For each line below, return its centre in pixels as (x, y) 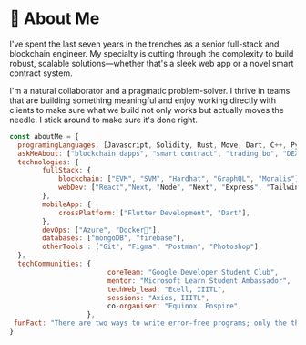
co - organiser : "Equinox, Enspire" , (175, 306)
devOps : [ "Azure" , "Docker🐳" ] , (102, 230)
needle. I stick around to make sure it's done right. (104, 120)
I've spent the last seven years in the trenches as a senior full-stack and (144, 44)
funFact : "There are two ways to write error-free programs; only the (150, 323)
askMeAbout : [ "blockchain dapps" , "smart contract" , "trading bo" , (148, 153)
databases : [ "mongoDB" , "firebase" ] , (113, 238)
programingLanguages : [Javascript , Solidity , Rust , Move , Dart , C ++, (152, 145)
